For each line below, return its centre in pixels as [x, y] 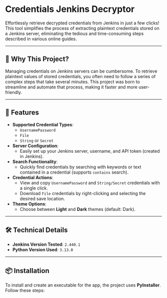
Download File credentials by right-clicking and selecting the [83, 193]
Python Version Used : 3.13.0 [43, 250]
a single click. [34, 188]
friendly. [14, 92]
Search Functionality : [35, 161]
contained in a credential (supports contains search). [74, 172]
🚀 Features [22, 113]
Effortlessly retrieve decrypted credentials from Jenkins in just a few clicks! [82, 23]
